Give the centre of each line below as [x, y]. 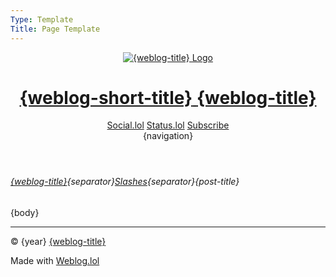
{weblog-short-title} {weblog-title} [168, 97]
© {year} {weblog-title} [58, 242]
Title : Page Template [55, 29]
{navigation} [168, 136]
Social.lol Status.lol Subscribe [168, 125]
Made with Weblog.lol [55, 261]
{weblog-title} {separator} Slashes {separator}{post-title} [125, 182]
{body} [25, 213]
